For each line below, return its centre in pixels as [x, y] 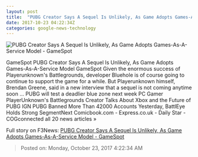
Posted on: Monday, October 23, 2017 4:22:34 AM [82, 148]
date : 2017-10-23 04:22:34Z [41, 22]
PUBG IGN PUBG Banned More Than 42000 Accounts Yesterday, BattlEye [96, 106]
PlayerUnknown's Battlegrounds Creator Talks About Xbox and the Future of [99, 100]
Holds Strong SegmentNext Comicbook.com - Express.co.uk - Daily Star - [96, 113]
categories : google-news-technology [51, 28]
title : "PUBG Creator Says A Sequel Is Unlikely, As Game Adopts [89, 17]
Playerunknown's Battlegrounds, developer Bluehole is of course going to [95, 75]
